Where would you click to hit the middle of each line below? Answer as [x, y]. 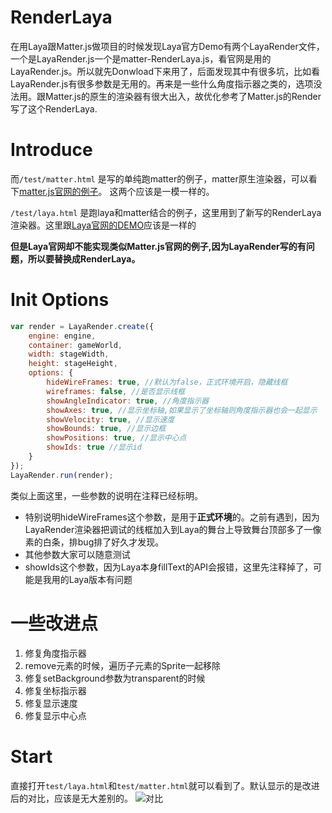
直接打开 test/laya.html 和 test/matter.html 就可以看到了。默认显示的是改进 [165, 785]
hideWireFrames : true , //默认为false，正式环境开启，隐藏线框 [167, 382]
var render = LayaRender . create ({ [82, 326]
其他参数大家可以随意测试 [77, 554]
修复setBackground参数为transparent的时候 [115, 678]
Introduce [51, 150]
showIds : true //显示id [94, 447]
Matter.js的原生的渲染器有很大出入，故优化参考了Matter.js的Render [183, 96]
